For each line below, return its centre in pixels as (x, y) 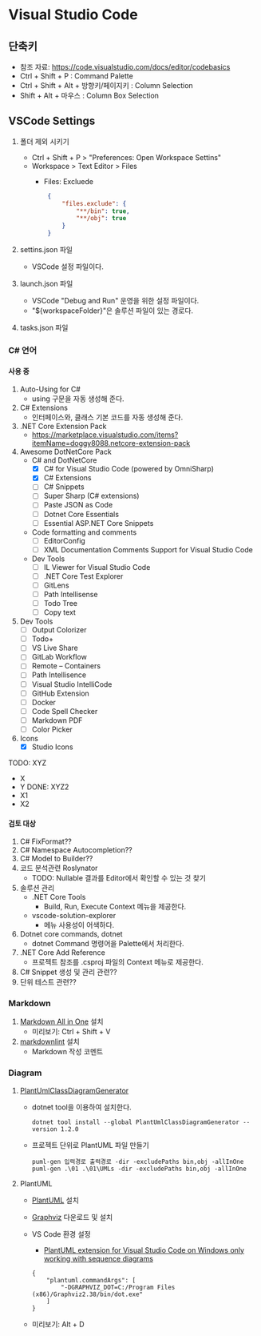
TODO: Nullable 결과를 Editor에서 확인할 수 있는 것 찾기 (119, 878)
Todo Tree (61, 603)
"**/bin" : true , (103, 211)
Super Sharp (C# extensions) (91, 496)
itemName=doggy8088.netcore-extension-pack (111, 443)
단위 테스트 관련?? (48, 982)
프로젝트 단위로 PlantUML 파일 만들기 (90, 1145)
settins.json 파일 (46, 250)
